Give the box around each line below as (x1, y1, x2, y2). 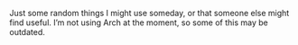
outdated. (9, 27, 45, 37)
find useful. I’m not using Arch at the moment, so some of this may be (9, 17, 268, 28)
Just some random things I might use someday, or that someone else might (9, 8, 290, 18)
